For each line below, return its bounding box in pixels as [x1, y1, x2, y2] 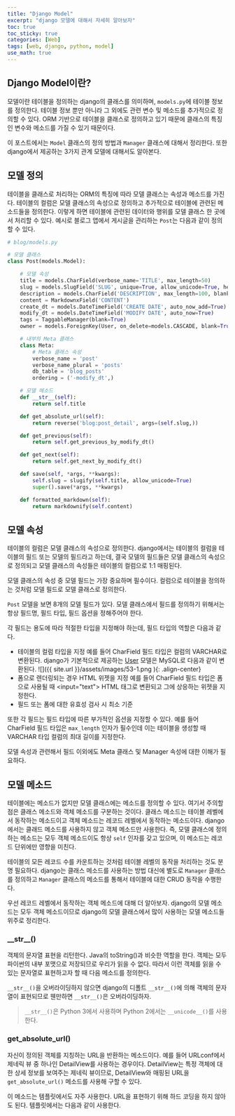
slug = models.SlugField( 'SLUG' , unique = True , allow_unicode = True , [20, 284, 220, 291]
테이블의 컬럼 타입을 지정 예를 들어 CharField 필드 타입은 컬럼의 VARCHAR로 [17, 647, 227, 656]
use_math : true [7, 50, 52, 57]
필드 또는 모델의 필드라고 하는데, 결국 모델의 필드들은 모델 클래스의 [25, 552, 207, 562]
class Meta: [20, 342, 55, 349]
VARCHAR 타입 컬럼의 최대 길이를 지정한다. [7, 733, 126, 741]
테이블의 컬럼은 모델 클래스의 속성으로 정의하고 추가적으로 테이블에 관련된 [16, 198, 217, 207]
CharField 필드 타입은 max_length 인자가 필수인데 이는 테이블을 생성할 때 [7, 724, 206, 732]
